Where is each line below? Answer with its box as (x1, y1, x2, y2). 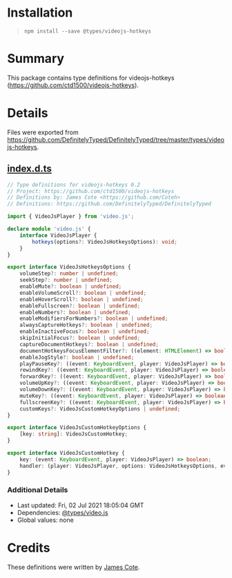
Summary (7, 51, 64, 66)
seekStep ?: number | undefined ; (19, 277, 113, 284)
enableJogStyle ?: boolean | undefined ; (19, 354, 135, 361)
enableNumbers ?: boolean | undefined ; (19, 309, 131, 316)
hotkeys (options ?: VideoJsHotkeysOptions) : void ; (32, 238, 177, 245)
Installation (7, 5, 73, 21)
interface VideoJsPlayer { (19, 232, 97, 239)
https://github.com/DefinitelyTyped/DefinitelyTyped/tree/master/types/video (7, 135, 224, 143)
